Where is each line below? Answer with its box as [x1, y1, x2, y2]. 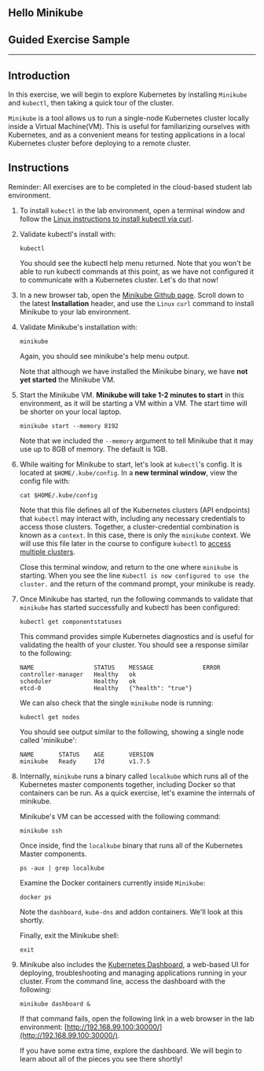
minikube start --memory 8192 [19, 422, 119, 430]
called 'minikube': [19, 735, 77, 744]
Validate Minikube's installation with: [19, 322, 137, 331]
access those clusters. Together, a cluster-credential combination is [19, 522, 240, 531]
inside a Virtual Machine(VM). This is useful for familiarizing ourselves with [8, 122, 250, 131]
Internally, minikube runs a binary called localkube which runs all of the [19, 771, 249, 781]
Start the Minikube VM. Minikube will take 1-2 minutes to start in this [19, 390, 245, 400]
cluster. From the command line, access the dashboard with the [19, 976, 225, 986]
